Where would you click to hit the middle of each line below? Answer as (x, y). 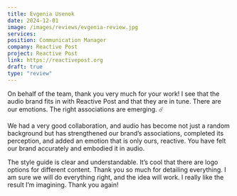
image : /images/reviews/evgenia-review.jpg (73, 27)
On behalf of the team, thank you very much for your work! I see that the (114, 94)
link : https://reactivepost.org (55, 60)
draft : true (25, 67)
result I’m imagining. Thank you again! (63, 185)
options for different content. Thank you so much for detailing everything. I (117, 169)
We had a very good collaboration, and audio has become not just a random (118, 126)
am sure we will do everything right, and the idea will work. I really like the (116, 177)
